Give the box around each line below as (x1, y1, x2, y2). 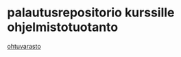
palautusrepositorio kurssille (7, 5, 175, 21)
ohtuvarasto (7, 42, 41, 50)
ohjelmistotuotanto (7, 19, 119, 35)
